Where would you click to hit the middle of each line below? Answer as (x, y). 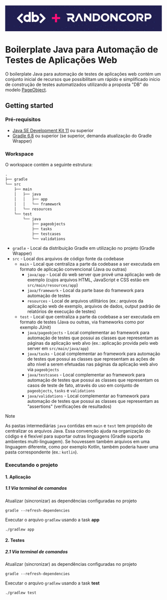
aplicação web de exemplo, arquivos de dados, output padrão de (94, 306)
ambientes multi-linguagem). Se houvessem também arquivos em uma (78, 442)
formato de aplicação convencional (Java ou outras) (73, 269)
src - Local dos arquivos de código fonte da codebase (68, 259)
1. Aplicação (18, 477)
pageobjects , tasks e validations (61, 391)
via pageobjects (43, 370)
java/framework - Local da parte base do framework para (85, 291)
